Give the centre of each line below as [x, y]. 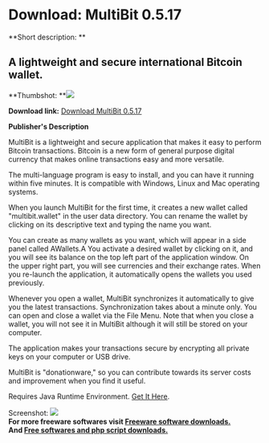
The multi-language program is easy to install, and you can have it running [131, 174]
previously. [26, 282]
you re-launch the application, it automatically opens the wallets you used [130, 274]
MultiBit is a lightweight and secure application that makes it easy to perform [135, 142]
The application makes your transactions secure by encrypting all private [129, 348]
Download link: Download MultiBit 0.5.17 [75, 111]
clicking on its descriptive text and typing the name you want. [110, 224]
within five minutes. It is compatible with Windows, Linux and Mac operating [134, 183]
